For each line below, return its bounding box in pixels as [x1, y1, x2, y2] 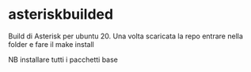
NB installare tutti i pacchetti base [8, 55, 119, 64]
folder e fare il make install [8, 39, 95, 49]
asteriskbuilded [8, 5, 113, 23]
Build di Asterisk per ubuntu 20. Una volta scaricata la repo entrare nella [8, 31, 244, 41]
